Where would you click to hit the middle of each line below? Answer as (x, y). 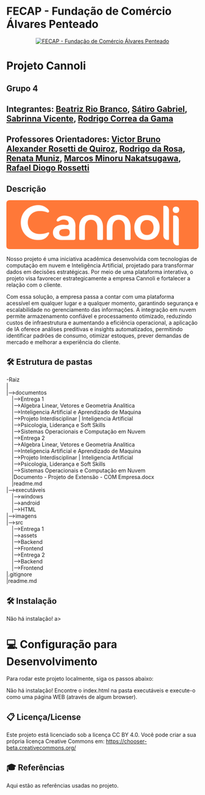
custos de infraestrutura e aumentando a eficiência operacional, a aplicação (102, 323)
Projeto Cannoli (46, 66)
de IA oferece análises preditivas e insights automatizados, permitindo (95, 329)
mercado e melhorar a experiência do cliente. (63, 342)
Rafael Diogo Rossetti (48, 168)
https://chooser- (127, 741)
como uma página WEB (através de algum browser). (72, 697)
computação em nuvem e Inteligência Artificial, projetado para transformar (100, 265)
